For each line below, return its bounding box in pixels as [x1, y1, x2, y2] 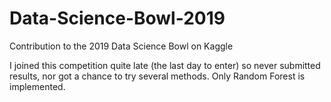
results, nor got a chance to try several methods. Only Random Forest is [9, 70, 306, 82]
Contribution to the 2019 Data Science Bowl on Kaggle [9, 40, 234, 52]
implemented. [9, 80, 66, 92]
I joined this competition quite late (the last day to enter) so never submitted [9, 59, 321, 71]
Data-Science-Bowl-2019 [9, 7, 226, 30]
